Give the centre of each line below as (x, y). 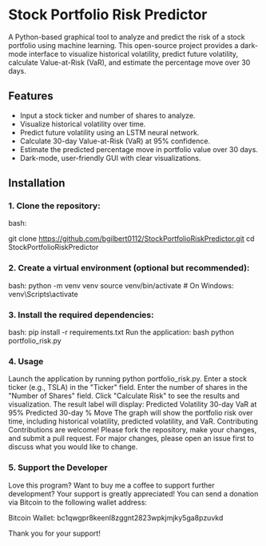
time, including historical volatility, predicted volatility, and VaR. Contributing (133, 421)
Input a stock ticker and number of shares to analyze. (107, 115)
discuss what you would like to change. (73, 447)
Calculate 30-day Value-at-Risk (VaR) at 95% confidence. (115, 141)
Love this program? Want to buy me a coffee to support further (112, 485)
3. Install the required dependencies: (81, 315)
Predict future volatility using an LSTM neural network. (109, 132)
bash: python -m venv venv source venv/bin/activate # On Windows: (121, 285)
